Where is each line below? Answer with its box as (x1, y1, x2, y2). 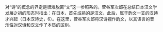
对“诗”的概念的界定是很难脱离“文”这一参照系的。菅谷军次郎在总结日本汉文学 (5, 4, 157, 10)
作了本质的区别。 (38, 22, 73, 28)
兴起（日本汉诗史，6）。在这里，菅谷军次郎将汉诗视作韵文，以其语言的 (9, 16, 150, 21)
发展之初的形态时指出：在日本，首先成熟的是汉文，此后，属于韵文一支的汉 (5, 10, 154, 16)
